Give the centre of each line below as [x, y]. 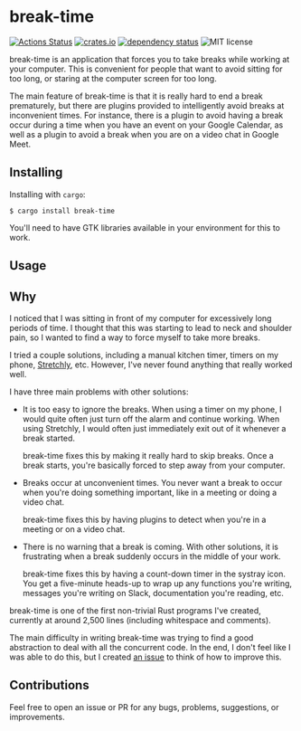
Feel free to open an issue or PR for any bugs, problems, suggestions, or [144, 707]
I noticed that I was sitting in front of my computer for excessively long [141, 318]
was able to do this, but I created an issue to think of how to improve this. [146, 657]
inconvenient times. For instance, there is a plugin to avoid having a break [146, 115]
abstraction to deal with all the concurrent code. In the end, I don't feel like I [150, 647]
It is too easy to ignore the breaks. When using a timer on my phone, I [152, 409]
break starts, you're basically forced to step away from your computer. [154, 465]
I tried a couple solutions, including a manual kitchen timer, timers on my [144, 355]
